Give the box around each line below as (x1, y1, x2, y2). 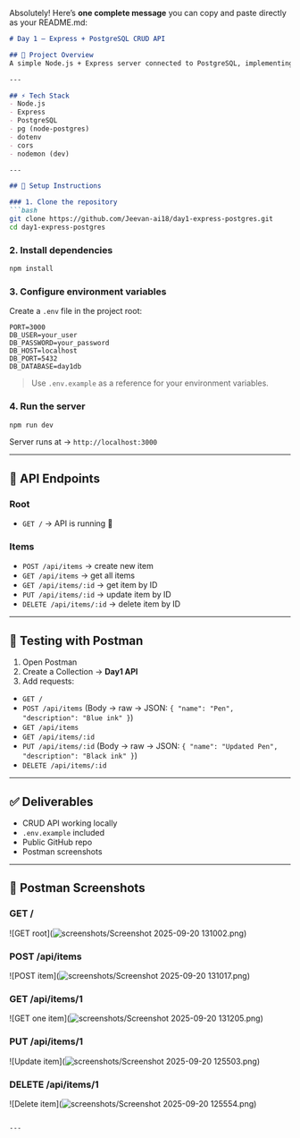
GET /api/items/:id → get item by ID (21, 580, 158, 590)
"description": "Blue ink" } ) (21, 712, 134, 723)
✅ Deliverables (9, 794, 94, 809)
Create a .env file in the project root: (9, 306, 143, 317)
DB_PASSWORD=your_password (9, 339, 110, 348)
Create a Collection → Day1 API (21, 667, 138, 677)
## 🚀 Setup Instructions (9, 182, 102, 191)
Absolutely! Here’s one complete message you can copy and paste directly (9, 8, 287, 18)
